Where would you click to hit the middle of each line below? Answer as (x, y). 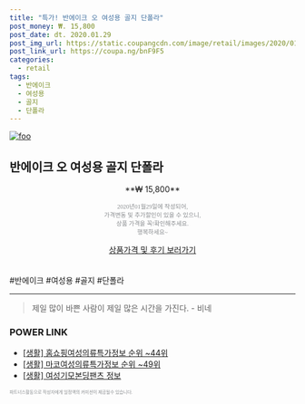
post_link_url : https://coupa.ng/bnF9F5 (87, 52)
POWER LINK (39, 332)
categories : (32, 60)
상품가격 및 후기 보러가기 (152, 250)
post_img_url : (36, 43)
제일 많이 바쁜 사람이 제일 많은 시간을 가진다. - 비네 (122, 308)
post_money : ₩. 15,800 (52, 26)
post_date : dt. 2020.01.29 (60, 34)
